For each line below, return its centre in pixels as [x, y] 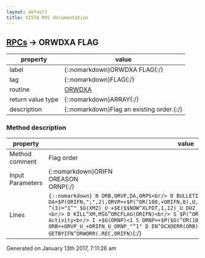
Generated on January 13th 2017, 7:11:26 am [61, 248]
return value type [34, 99]
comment [23, 161]
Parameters [26, 182]
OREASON [63, 179]
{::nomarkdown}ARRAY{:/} [102, 99]
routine [20, 90]
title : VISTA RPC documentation [47, 18]
